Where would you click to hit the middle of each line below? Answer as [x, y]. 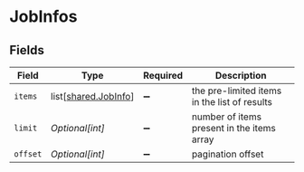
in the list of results [232, 102]
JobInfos [43, 17]
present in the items [233, 128]
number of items [227, 117]
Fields [27, 50]
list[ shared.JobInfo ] [93, 96]
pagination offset [228, 154]
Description [241, 76]
